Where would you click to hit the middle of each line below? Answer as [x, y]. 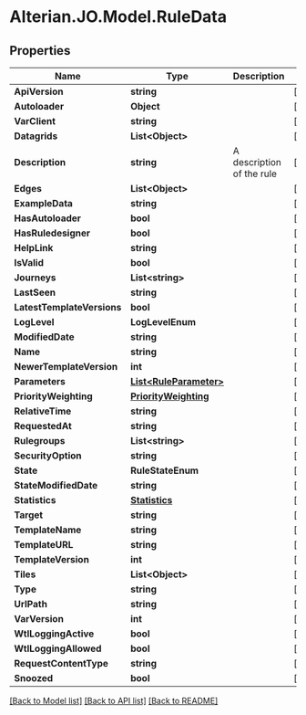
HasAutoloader [48, 218]
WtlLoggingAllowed [58, 648]
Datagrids [36, 136]
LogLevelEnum [163, 322]
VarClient [35, 121]
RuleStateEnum [164, 470]
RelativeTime [43, 411]
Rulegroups [40, 441]
